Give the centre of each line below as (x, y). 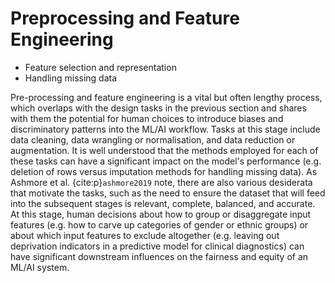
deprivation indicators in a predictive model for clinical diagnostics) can (157, 246)
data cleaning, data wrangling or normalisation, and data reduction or (153, 139)
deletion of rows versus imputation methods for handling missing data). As (164, 171)
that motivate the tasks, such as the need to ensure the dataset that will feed (168, 193)
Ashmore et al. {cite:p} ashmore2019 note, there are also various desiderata (161, 182)
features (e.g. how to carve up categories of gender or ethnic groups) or (159, 224)
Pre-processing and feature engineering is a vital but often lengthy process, (166, 97)
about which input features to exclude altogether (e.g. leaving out (145, 235)
